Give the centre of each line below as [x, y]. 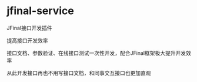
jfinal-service [40, 11]
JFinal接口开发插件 [29, 28]
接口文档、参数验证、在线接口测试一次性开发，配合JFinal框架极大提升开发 [96, 53]
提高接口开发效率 [27, 40]
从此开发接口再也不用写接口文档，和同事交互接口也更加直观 [79, 73]
